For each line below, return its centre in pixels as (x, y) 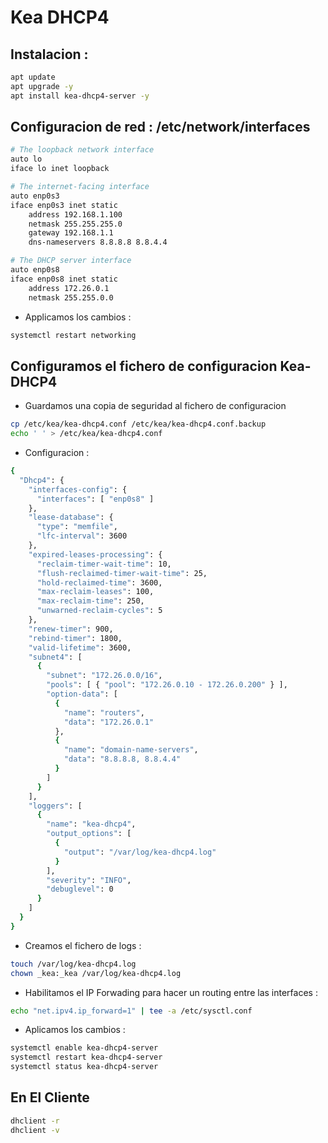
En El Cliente (50, 1097)
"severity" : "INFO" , (89, 880)
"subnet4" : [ (55, 657)
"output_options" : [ (89, 834)
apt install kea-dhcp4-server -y (80, 96)
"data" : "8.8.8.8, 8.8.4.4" (122, 759)
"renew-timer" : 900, (71, 629)
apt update (33, 77)
